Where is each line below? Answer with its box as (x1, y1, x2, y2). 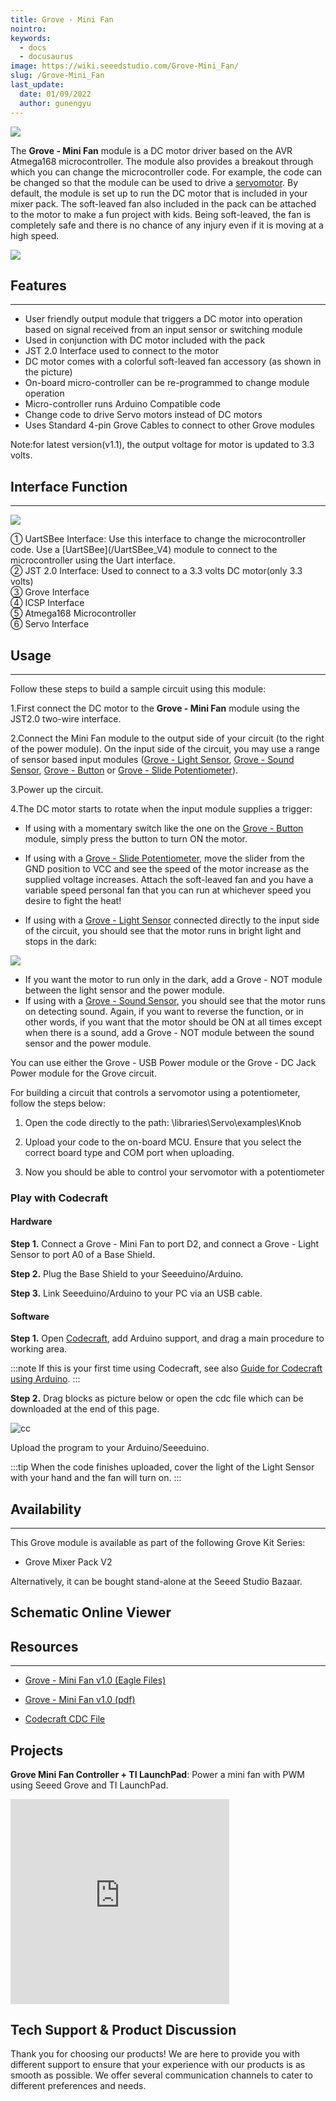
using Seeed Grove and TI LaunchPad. (10, 1779, 169, 1791)
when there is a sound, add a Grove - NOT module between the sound (24, 1026, 315, 1038)
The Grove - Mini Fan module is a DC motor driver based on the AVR (10, 144, 293, 156)
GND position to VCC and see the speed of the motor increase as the (24, 862, 310, 875)
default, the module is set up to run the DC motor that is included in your (10, 187, 308, 199)
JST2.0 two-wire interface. (10, 712, 122, 725)
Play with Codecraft (10, 1191, 109, 1205)
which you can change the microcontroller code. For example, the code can (10, 166, 323, 178)
